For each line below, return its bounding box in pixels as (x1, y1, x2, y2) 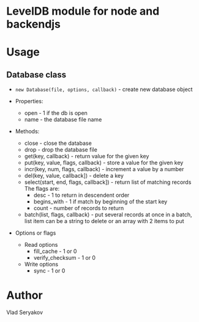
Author (6, 288, 43, 302)
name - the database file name (24, 116, 102, 123)
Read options (24, 241, 58, 249)
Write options (24, 261, 59, 268)
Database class (6, 69, 66, 80)
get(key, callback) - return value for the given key (24, 153, 149, 160)
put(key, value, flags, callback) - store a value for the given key (24, 159, 184, 166)
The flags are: (24, 185, 60, 192)
